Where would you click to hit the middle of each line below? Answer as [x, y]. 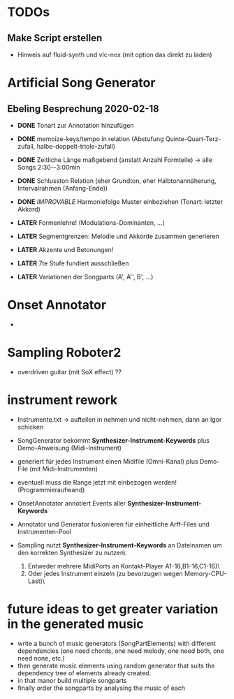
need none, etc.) [41, 658]
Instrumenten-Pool [44, 531]
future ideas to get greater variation [113, 609]
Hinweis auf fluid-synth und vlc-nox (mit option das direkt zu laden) [115, 54]
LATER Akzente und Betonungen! [65, 250]
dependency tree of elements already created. [84, 673]
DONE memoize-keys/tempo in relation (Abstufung [90, 139]
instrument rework [63, 400]
